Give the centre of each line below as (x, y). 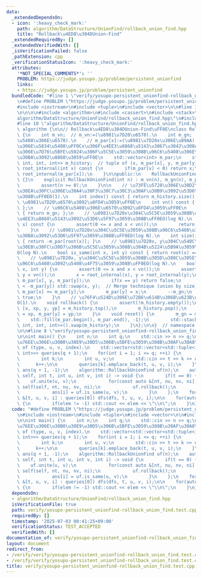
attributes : (27, 68)
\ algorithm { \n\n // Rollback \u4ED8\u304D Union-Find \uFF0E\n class (102, 129)
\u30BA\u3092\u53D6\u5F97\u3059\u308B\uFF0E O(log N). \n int (98, 235)
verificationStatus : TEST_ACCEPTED (56, 527)
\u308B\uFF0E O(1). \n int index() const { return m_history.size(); (107, 196)
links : (25, 85)
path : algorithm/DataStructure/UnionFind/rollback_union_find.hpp (102, 29)
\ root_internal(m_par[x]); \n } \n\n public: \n (79, 174)
